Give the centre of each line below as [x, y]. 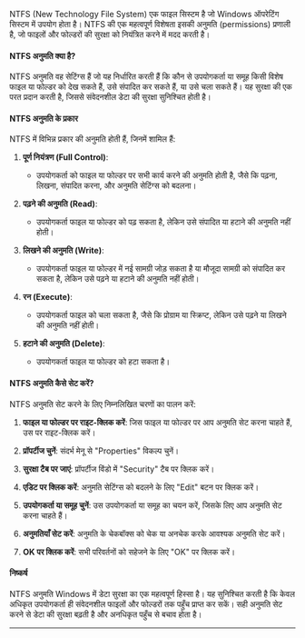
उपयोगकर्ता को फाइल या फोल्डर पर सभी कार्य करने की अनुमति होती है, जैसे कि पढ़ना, [157, 175]
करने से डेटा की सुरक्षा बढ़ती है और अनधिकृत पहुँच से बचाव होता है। [106, 614]
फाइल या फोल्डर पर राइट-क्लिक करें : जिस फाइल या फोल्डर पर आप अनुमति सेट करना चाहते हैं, [157, 422]
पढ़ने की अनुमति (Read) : [60, 204]
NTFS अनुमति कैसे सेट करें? [52, 383]
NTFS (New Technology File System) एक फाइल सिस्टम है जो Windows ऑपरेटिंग [144, 14]
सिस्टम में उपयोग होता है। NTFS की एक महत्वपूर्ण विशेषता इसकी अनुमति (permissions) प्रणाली [150, 24]
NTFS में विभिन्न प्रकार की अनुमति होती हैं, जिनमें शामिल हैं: [93, 139]
